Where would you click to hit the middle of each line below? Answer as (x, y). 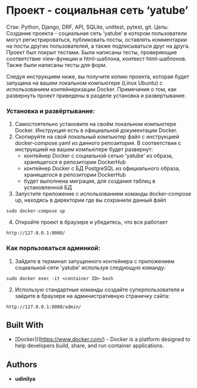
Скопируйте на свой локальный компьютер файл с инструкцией (97, 137)
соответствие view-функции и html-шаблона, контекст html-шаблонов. (96, 58)
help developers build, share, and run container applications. (89, 346)
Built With (25, 325)
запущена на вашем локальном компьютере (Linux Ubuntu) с (84, 83)
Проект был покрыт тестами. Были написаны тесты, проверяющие (92, 52)
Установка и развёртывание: (51, 111)
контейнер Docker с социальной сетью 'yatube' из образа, (98, 156)
